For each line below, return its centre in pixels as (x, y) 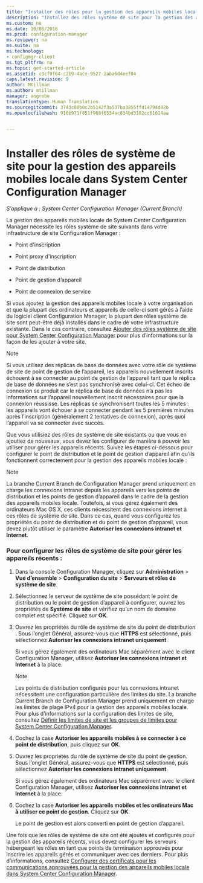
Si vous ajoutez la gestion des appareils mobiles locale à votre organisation (100, 303)
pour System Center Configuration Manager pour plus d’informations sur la (100, 335)
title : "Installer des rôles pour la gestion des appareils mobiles (94, 12)
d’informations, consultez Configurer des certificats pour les (81, 861)
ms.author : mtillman (32, 91)
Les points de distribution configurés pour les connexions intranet (97, 688)
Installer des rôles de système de (91, 153)
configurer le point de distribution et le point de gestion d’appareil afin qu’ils (101, 454)
